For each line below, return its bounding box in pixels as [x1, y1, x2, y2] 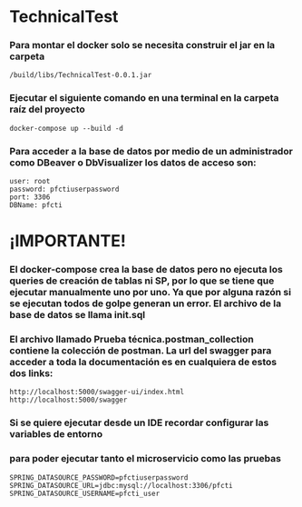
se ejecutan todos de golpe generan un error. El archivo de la [9, 297, 282, 310]
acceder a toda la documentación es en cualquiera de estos [9, 356, 278, 369]
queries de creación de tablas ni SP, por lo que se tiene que [9, 274, 275, 287]
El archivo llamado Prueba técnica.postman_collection [9, 333, 254, 346]
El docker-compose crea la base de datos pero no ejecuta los [9, 263, 284, 276]
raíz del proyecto [9, 103, 86, 115]
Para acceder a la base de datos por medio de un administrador [9, 144, 293, 157]
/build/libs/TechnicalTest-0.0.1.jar [9, 71, 152, 80]
